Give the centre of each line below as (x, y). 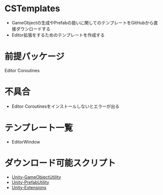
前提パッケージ (34, 57)
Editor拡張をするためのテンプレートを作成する (58, 35)
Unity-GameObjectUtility (36, 177)
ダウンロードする (33, 29)
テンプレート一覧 (39, 128)
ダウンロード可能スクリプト (60, 163)
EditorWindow (26, 142)
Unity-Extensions (29, 187)
